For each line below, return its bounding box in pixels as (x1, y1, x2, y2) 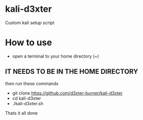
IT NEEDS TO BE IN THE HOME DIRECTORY (5, 67, 139, 76)
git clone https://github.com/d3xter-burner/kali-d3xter (12, 90, 123, 96)
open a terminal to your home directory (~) (12, 53, 100, 59)
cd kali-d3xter (12, 95, 41, 101)
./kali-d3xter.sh (12, 100, 43, 106)
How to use (5, 37, 52, 48)
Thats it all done (5, 110, 38, 116)
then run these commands (5, 80, 59, 87)
